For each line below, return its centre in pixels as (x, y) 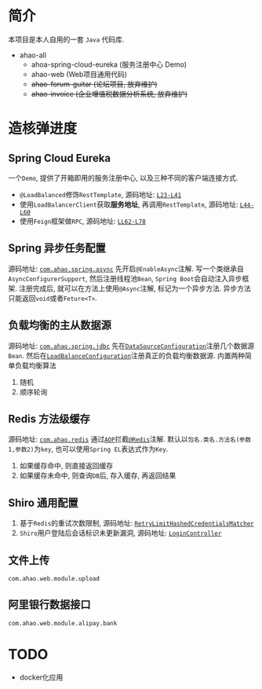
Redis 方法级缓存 (49, 418)
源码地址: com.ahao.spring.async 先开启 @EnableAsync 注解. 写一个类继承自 (126, 269)
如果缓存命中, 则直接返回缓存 (66, 466)
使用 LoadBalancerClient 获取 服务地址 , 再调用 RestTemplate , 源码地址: (129, 204)
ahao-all (33, 55)
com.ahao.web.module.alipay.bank (63, 623)
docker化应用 (41, 677)
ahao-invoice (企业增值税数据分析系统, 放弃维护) (109, 93)
